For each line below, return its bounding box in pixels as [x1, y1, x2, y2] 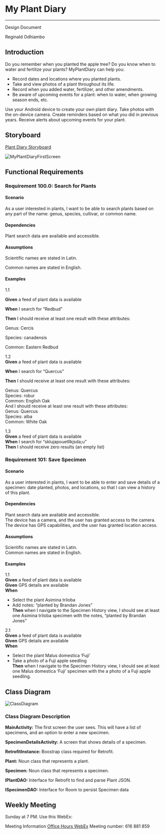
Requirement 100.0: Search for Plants [5, 182, 97, 189]
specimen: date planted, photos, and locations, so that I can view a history [5, 484, 156, 490]
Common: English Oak [5, 398, 50, 403]
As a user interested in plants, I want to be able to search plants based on [5, 205, 154, 212]
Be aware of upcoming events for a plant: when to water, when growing [12, 91, 157, 97]
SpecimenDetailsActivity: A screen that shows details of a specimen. [5, 739, 147, 745]
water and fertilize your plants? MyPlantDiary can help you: [5, 66, 125, 72]
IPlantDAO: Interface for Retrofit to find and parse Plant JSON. [5, 777, 132, 783]
